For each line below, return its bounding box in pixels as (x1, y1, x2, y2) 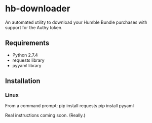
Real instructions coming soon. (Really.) (5, 112, 86, 119)
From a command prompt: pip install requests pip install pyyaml (5, 103, 134, 109)
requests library (12, 57, 45, 63)
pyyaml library (12, 62, 42, 68)
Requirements (5, 39, 49, 47)
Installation (5, 77, 40, 85)
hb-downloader (5, 3, 71, 14)
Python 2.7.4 (12, 52, 38, 58)
